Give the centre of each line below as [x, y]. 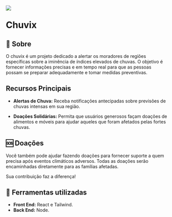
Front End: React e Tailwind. [43, 205]
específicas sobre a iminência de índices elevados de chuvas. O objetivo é [84, 62]
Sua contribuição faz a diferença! [41, 176]
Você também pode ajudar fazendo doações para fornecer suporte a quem [85, 156]
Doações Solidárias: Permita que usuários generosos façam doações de [90, 116]
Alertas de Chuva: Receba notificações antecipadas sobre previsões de [89, 101]
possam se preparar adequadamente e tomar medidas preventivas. [77, 72]
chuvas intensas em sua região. [47, 106]
